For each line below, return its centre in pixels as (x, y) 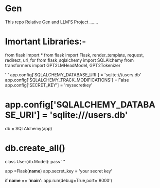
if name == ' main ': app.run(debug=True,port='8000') (59, 180)
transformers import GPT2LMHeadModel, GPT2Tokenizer (63, 65)
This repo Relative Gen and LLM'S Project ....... (52, 22)
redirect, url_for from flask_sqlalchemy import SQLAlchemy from (69, 60)
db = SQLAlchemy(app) (29, 128)
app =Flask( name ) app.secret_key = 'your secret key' (59, 171)
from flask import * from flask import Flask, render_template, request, (75, 55)
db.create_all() (35, 148)
